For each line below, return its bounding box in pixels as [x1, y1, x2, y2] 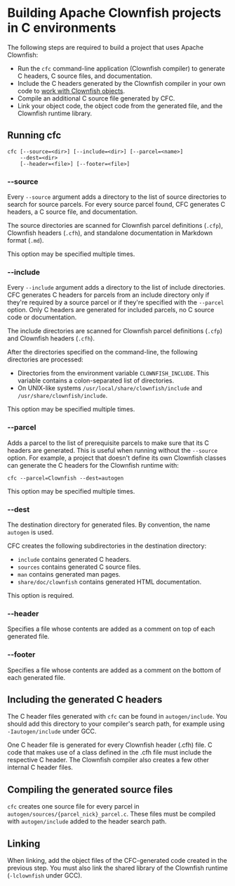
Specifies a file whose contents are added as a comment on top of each [7, 624, 215, 634]
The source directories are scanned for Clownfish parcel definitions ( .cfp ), [7, 222, 223, 230]
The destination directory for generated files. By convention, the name [7, 520, 210, 529]
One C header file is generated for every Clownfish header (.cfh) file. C [7, 740, 213, 750]
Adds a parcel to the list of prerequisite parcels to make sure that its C [7, 438, 209, 447]
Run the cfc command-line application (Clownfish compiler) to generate [17, 64, 226, 72]
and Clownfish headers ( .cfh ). [7, 334, 95, 342]
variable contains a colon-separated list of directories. [17, 376, 174, 385]
